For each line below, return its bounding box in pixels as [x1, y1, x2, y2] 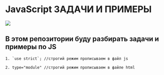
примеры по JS [5, 43, 57, 51]
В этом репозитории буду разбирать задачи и [5, 34, 159, 44]
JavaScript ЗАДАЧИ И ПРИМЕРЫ [5, 4, 152, 15]
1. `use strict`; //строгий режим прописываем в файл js [5, 56, 128, 61]
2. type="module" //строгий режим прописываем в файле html [5, 65, 136, 70]
